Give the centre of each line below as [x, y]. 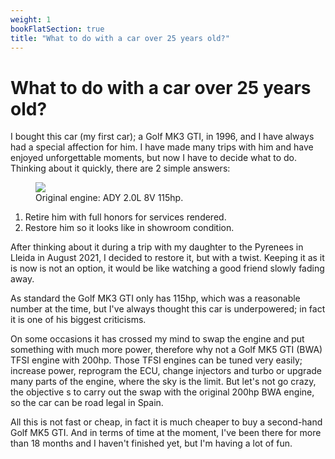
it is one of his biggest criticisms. [78, 320]
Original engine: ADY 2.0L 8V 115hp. [109, 198]
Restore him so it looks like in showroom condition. [129, 228]
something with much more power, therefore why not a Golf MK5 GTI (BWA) [166, 350]
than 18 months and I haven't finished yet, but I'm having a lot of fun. [151, 443]
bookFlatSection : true [57, 29]
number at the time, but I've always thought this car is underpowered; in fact [168, 309]
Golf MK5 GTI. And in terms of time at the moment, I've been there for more [166, 433]
